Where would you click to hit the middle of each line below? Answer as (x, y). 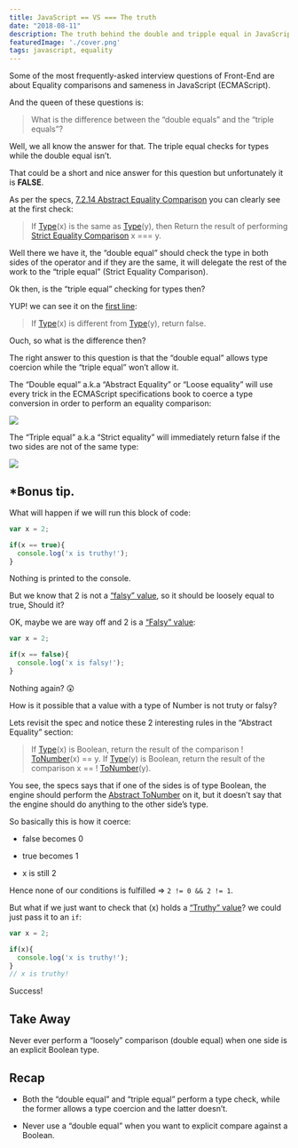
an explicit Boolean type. (55, 1050)
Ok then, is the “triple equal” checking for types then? (107, 289)
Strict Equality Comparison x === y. (96, 235)
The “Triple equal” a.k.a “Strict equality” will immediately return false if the (145, 437)
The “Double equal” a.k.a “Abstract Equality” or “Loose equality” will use (141, 385)
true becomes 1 (50, 856)
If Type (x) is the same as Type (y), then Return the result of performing (159, 227)
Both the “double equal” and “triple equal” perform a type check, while (151, 1099)
